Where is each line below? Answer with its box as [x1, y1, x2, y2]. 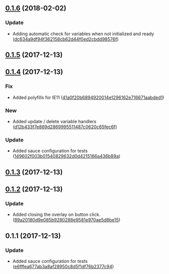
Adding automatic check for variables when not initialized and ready [12, 30, 154, 37]
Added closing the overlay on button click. [12, 211, 101, 217]
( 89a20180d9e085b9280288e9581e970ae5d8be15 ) [12, 217, 121, 223]
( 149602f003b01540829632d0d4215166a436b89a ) [12, 153, 121, 159]
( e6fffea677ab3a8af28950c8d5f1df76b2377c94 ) [12, 263, 115, 269]
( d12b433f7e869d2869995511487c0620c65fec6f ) [12, 124, 118, 130]
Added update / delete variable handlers [12, 119, 97, 125]
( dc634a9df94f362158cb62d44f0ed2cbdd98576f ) [12, 36, 119, 42]
